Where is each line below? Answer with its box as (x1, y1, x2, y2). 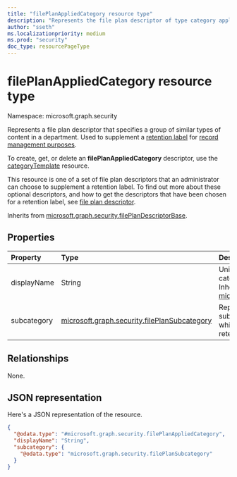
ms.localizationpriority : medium (7, 30, 106, 37)
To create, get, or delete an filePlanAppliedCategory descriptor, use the (7, 154, 219, 162)
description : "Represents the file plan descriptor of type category (7, 17, 217, 24)
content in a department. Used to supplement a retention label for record (7, 132, 219, 141)
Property (11, 252, 42, 262)
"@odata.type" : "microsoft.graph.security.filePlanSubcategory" (20, 450, 213, 457)
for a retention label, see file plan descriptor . (7, 197, 136, 206)
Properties (7, 232, 55, 244)
